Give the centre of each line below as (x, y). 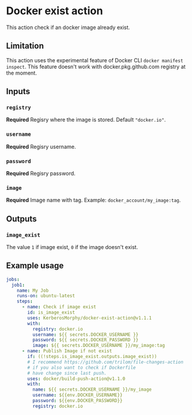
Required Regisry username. (41, 146)
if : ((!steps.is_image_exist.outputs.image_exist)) (92, 357)
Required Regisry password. (41, 174)
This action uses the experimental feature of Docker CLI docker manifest (95, 60)
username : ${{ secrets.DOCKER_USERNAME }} (85, 334)
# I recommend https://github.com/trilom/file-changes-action (105, 362)
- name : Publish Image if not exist (67, 351)
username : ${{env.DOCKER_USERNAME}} (77, 395)
